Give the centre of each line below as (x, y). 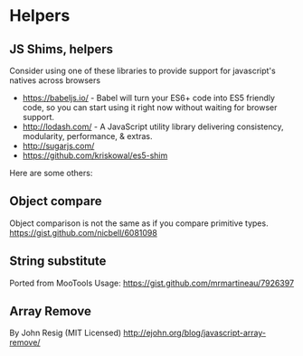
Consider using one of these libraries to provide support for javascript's (142, 70)
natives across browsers (55, 80)
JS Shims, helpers (62, 49)
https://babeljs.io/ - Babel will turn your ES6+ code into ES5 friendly (149, 98)
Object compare (56, 201)
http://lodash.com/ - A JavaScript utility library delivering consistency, (153, 126)
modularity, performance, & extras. (87, 136)
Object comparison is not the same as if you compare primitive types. (139, 223)
